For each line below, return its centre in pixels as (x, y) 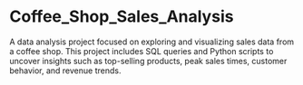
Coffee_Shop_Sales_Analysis (122, 17)
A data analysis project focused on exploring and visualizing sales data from (152, 42)
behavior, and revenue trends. (65, 71)
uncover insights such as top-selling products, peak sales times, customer (148, 61)
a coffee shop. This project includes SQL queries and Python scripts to (142, 51)
